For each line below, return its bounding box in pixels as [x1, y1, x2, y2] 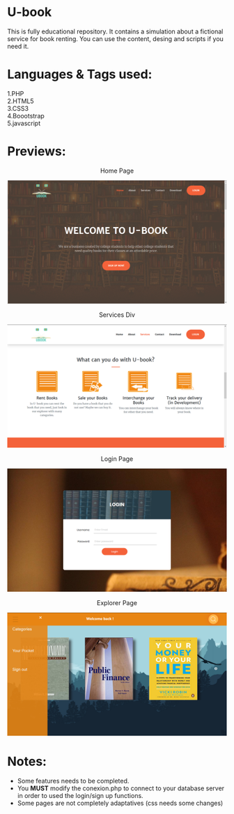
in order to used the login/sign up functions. [17, 791, 144, 799]
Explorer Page [96, 598, 138, 606]
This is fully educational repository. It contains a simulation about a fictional [7, 27, 224, 36]
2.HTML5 [7, 97, 34, 105]
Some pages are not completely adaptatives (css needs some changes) [17, 799, 224, 807]
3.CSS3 [7, 104, 29, 112]
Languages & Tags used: [7, 67, 153, 82]
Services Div [98, 311, 136, 319]
